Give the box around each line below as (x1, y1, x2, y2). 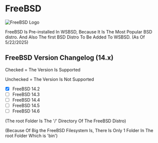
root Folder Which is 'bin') (5, 133, 58, 139)
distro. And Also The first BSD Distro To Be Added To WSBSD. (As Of (5, 34, 145, 40)
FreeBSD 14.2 (12, 86, 40, 92)
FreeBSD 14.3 (12, 91, 40, 97)
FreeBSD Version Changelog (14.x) (5, 54, 114, 62)
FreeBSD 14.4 (12, 97, 40, 103)
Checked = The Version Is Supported (5, 67, 80, 72)
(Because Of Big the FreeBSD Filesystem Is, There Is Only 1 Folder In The (5, 128, 154, 134)
